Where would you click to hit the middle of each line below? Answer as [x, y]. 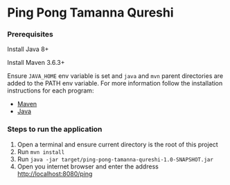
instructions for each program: [51, 90]
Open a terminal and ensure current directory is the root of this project [117, 144]
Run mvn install [41, 152]
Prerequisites [30, 35]
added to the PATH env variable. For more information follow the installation [115, 84]
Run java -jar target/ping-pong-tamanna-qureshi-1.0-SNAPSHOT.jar [115, 159]
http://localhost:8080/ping [55, 173]
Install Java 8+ [28, 49]
